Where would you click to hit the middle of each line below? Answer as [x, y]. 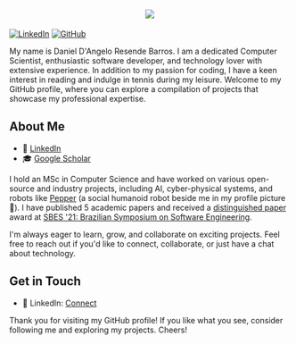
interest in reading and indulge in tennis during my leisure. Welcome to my [145, 80]
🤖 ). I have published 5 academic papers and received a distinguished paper [148, 207]
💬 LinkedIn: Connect [59, 303]
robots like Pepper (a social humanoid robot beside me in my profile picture [148, 197]
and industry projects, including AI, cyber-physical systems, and [155, 189]
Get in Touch [45, 281]
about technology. [42, 253]
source [22, 189]
